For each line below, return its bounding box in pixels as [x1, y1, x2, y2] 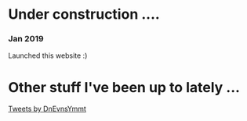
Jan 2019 [8, 34, 45, 44]
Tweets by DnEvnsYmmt [8, 104, 86, 114]
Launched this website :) [8, 51, 88, 60]
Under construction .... [8, 5, 161, 23]
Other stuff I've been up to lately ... [8, 78, 241, 96]
